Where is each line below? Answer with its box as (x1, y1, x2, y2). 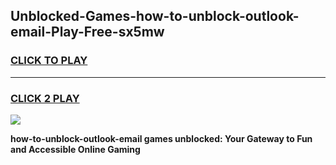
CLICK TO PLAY (10, 54, 88, 68)
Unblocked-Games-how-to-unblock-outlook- (10, 8, 300, 25)
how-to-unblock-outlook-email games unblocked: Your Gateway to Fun (10, 132, 313, 144)
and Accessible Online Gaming (10, 143, 141, 155)
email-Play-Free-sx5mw (10, 24, 165, 41)
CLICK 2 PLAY (10, 91, 80, 105)
